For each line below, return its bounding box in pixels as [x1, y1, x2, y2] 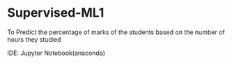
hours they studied [7, 35, 61, 43]
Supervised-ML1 [7, 5, 105, 21]
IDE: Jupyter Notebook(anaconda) [7, 49, 106, 57]
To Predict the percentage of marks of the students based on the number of [7, 28, 225, 36]
